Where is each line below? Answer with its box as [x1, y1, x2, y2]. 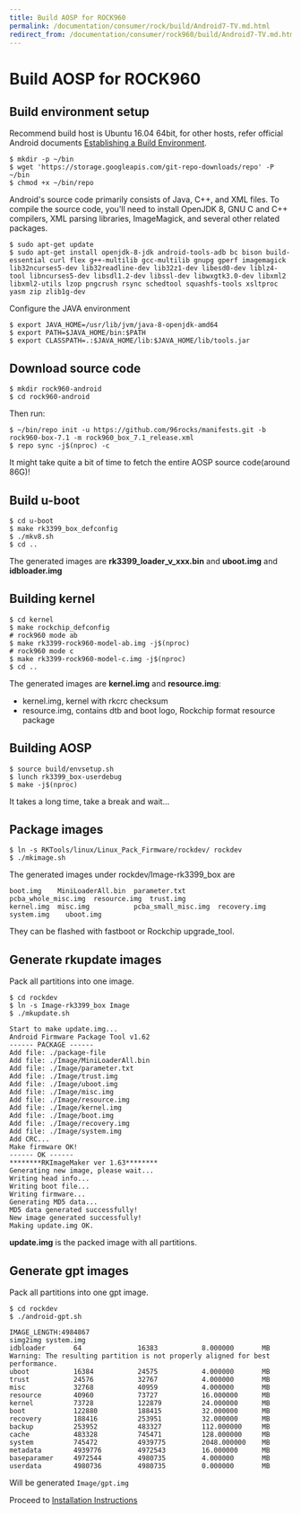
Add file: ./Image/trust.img [9, 1072, 118, 1081]
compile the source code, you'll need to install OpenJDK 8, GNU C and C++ [9, 204, 288, 215]
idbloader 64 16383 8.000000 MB [9, 1344, 271, 1353]
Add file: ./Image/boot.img [9, 1111, 115, 1120]
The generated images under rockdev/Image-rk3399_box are [9, 869, 236, 881]
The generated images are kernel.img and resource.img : [9, 677, 221, 688]
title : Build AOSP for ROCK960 [9, 13, 126, 22]
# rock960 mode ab [9, 631, 78, 640]
